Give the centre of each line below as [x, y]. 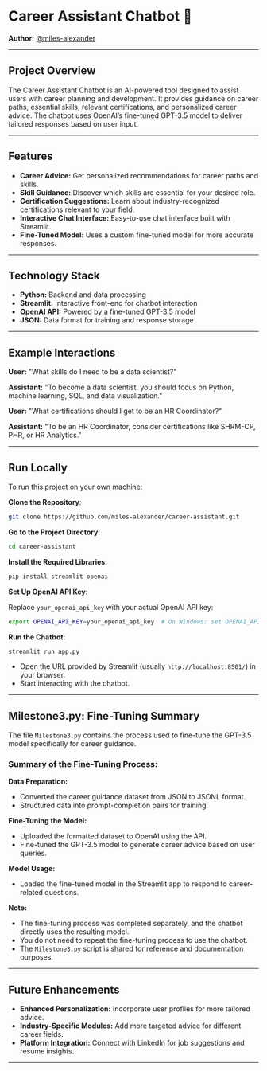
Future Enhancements [64, 989]
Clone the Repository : [45, 502]
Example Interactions [62, 352]
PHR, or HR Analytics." [45, 435]
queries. [33, 853]
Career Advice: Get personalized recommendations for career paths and [139, 175]
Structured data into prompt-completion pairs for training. [114, 805]
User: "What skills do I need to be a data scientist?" [93, 372]
